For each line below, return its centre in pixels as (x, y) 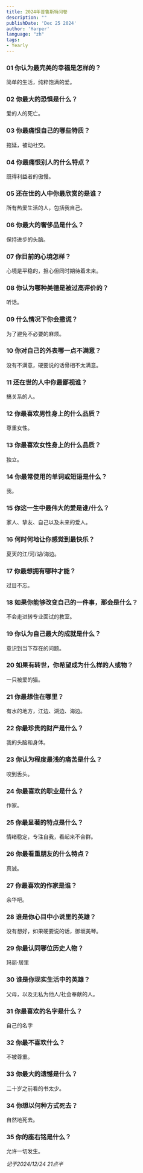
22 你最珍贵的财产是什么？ (45, 728)
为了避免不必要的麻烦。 (35, 333)
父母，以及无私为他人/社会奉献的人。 (52, 994)
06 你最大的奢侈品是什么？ (45, 225)
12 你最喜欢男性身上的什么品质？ (54, 414)
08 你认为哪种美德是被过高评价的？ (57, 288)
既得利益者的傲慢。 (30, 176)
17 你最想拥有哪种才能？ (41, 571)
